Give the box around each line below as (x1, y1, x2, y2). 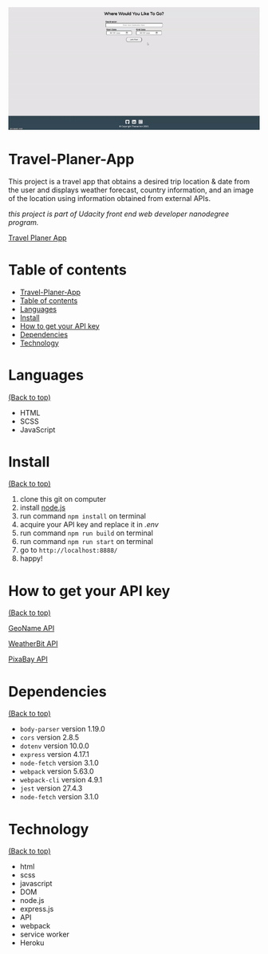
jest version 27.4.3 (19, 783, 83, 793)
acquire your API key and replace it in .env (19, 520, 160, 530)
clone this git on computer (19, 495, 107, 504)
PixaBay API (8, 654, 48, 664)
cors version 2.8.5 (19, 733, 80, 743)
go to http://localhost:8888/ (19, 546, 118, 555)
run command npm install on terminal (19, 511, 146, 521)
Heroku (19, 938, 45, 948)
